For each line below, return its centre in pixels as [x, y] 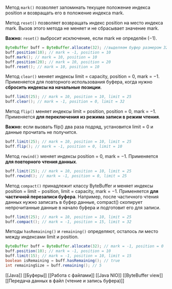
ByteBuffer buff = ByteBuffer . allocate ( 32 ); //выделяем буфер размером [83, 48]
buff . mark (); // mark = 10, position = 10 [51, 57]
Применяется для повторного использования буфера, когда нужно [79, 82]
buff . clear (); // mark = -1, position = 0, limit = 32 [65, 102]
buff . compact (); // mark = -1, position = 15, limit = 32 [68, 222]
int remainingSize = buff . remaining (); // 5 [53, 265]
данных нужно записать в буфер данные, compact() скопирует [74, 202]
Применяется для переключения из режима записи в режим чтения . [83, 117]
